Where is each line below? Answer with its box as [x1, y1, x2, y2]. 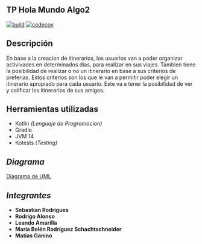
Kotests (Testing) [14, 139, 58, 147]
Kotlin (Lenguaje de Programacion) [14, 120, 103, 127]
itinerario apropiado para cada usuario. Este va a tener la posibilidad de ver [6, 80, 193, 87]
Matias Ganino [14, 232, 52, 239]
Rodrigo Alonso [14, 213, 55, 220]
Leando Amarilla [14, 219, 57, 226]
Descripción [6, 39, 53, 49]
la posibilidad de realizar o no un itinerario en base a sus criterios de [6, 67, 176, 74]
